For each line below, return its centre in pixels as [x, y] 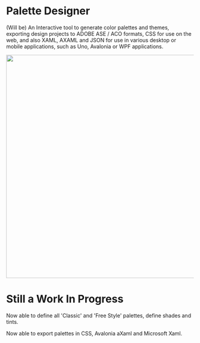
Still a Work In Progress [65, 299]
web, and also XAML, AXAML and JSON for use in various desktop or [91, 40]
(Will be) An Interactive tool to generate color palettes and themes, [88, 27]
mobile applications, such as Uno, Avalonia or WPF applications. [85, 46]
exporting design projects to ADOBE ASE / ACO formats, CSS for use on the [99, 33]
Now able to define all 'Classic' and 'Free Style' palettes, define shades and [99, 315]
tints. [12, 322]
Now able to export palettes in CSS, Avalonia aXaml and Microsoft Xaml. [94, 333]
